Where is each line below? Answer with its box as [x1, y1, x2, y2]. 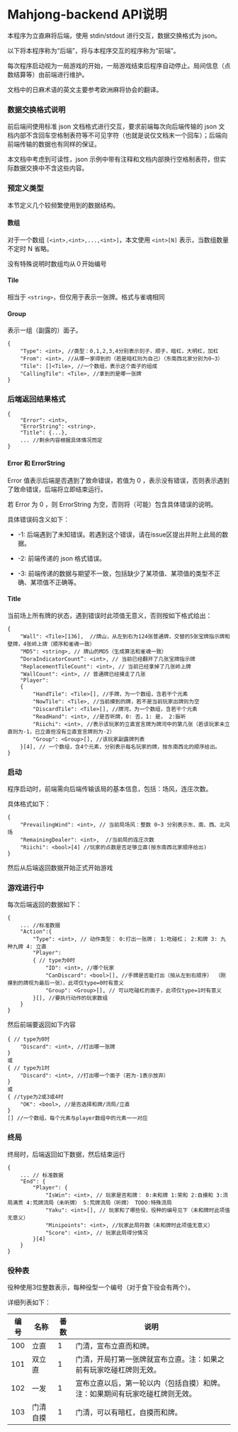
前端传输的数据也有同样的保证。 [7, 140, 101, 149]
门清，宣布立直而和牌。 [75, 1341, 154, 1351]
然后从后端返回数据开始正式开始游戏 [7, 863, 113, 872]
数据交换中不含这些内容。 [13, 164, 89, 172]
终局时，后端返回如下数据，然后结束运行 [7, 1150, 125, 1158]
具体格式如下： [7, 800, 51, 808]
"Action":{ [20, 928, 52, 936]
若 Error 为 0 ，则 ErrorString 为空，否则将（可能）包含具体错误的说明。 [7, 500, 217, 508]
